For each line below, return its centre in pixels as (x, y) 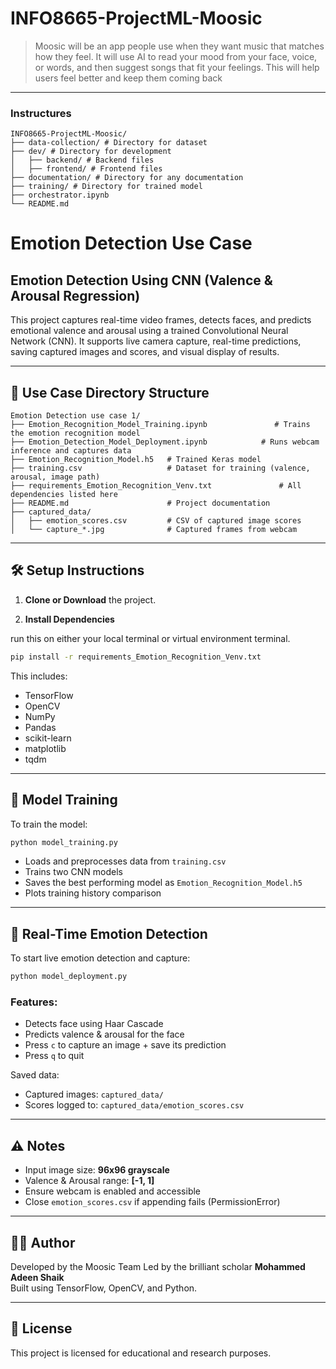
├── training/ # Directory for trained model (106, 187)
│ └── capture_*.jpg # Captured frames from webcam (154, 530)
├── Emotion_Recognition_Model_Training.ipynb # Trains (160, 425)
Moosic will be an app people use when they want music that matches (179, 46)
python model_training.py (64, 842)
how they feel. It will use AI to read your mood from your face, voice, (176, 56)
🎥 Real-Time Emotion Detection (109, 933)
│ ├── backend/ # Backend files (82, 160)
